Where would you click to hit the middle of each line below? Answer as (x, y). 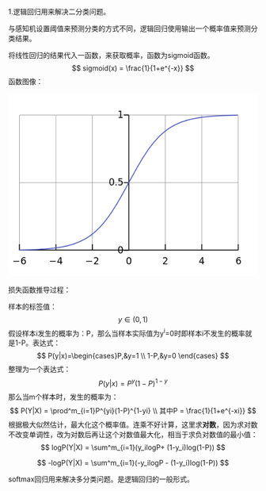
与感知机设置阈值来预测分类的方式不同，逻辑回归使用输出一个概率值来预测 (129, 29)
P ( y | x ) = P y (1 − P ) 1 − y (133, 383)
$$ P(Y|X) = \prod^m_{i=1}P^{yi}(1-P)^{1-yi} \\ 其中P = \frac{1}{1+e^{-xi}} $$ (133, 410)
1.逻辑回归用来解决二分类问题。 (59, 12)
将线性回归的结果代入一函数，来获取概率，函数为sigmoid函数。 (111, 55)
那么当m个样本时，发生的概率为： (63, 397)
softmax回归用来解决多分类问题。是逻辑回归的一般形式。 (101, 479)
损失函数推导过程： (40, 290)
